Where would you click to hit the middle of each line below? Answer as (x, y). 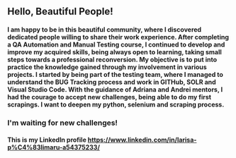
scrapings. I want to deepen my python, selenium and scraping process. (116, 104)
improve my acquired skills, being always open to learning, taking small (114, 51)
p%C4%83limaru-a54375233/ (54, 147)
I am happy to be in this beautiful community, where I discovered (105, 29)
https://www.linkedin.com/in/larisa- (142, 140)
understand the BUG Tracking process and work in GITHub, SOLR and (112, 82)
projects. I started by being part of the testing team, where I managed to (115, 74)
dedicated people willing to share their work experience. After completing (118, 37)
